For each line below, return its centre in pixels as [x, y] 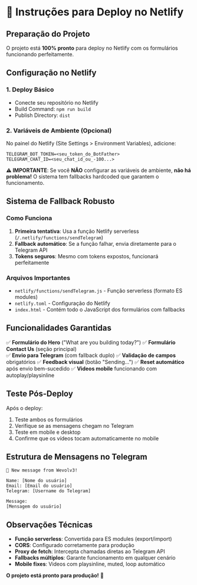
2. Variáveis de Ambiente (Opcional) [59, 131]
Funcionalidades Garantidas [59, 328]
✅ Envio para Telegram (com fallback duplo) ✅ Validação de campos [91, 355]
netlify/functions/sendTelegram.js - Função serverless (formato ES [98, 290]
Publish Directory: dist [42, 115]
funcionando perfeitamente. [40, 54]
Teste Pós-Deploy [40, 394]
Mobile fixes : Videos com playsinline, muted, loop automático [90, 564]
